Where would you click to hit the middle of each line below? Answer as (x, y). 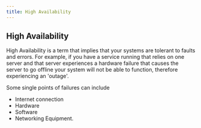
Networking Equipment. (44, 118)
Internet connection (39, 99)
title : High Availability (38, 12)
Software (26, 112)
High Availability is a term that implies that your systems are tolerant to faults (101, 50)
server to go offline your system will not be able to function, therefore (92, 70)
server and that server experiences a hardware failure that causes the (92, 63)
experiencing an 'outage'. (37, 76)
